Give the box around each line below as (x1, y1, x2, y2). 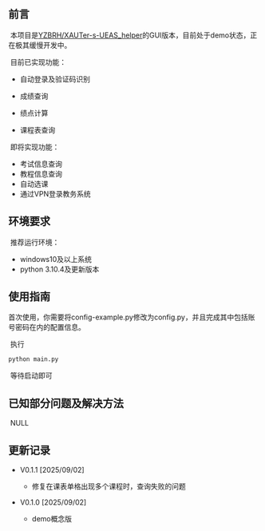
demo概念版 (31, 513, 72, 523)
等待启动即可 (10, 371, 53, 381)
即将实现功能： (10, 142, 60, 152)
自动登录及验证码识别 (19, 74, 90, 84)
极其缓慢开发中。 (14, 40, 72, 50)
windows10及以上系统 (19, 254, 93, 264)
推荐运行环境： (10, 237, 60, 247)
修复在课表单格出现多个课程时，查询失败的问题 (31, 481, 186, 491)
